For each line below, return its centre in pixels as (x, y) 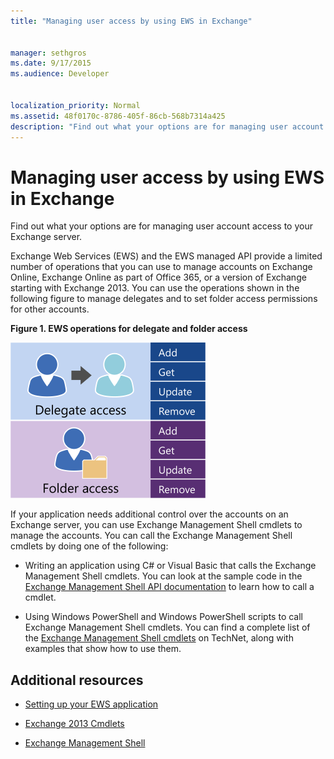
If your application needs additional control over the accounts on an (149, 514)
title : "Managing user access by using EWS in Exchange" (131, 21)
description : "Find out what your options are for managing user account (167, 126)
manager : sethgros (48, 53)
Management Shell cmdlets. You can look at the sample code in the (163, 576)
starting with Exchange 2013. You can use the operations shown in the (155, 288)
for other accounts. (50, 309)
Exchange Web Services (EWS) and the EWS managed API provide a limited (166, 256)
